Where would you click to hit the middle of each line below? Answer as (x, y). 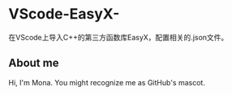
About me (34, 63)
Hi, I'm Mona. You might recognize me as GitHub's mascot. (107, 82)
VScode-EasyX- (64, 14)
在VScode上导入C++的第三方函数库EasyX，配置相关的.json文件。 (118, 37)
